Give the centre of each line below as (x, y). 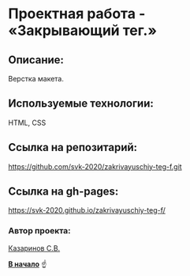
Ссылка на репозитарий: (73, 147)
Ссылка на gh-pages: (63, 192)
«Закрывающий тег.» (83, 30)
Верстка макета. (36, 79)
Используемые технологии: (81, 104)
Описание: (36, 60)
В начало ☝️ (28, 264)
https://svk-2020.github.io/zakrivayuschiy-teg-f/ (87, 210)
